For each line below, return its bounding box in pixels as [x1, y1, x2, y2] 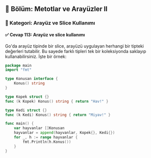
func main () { [5, 121, 34, 126]
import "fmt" [5, 67, 32, 73]
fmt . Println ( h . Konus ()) [23, 139, 71, 144]
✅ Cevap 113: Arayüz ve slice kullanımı [5, 31, 85, 37]
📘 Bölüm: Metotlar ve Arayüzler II [5, 5, 108, 13]
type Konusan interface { [5, 77, 58, 81]
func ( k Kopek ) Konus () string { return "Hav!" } [5, 99, 109, 104]
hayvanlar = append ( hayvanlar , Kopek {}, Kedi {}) [14, 131, 115, 135]
